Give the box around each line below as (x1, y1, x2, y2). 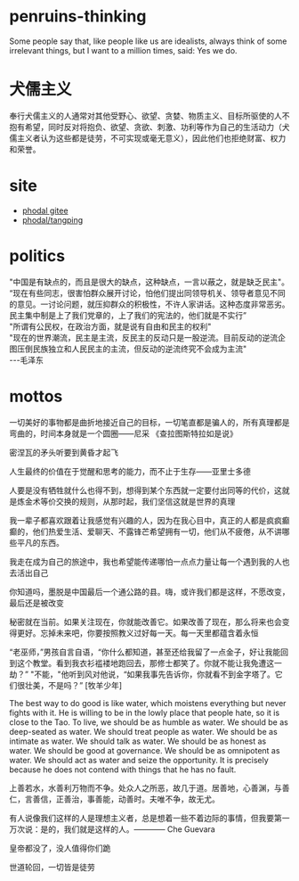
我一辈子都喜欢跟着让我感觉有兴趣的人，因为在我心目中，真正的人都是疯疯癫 (9, 515, 290, 525)
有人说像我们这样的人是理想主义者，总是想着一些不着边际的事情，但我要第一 (9, 812, 290, 823)
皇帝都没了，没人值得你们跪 (9, 843, 111, 853)
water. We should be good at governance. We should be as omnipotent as (9, 745, 280, 755)
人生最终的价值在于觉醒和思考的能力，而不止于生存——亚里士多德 (9, 465, 251, 476)
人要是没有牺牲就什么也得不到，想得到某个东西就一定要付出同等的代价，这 (9, 484, 282, 496)
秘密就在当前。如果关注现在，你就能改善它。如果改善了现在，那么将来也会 (9, 616, 282, 627)
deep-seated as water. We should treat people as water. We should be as (9, 726, 278, 737)
